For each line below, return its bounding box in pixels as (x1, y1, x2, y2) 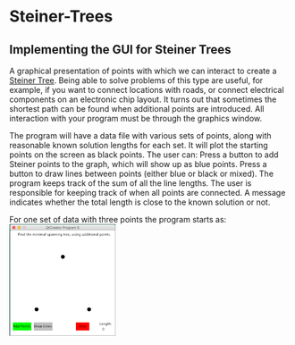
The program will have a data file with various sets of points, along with (9, 130, 272, 140)
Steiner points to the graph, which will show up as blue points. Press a (9, 159, 267, 169)
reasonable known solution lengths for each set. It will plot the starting (9, 140, 268, 150)
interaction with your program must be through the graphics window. (9, 114, 263, 123)
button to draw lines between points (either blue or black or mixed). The (9, 168, 274, 179)
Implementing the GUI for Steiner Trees (9, 42, 232, 57)
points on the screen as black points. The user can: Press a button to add (9, 149, 279, 160)
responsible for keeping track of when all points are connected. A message (9, 188, 286, 198)
